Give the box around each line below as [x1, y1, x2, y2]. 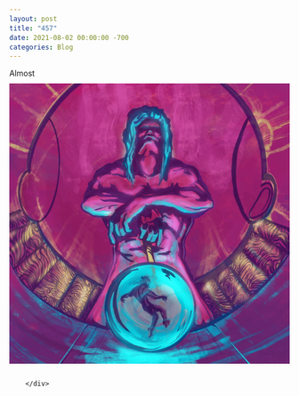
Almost [9, 68, 36, 79]
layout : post [9, 14, 58, 23]
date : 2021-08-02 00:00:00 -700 [9, 33, 129, 42]
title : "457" [9, 23, 58, 33]
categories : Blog [9, 43, 74, 52]
